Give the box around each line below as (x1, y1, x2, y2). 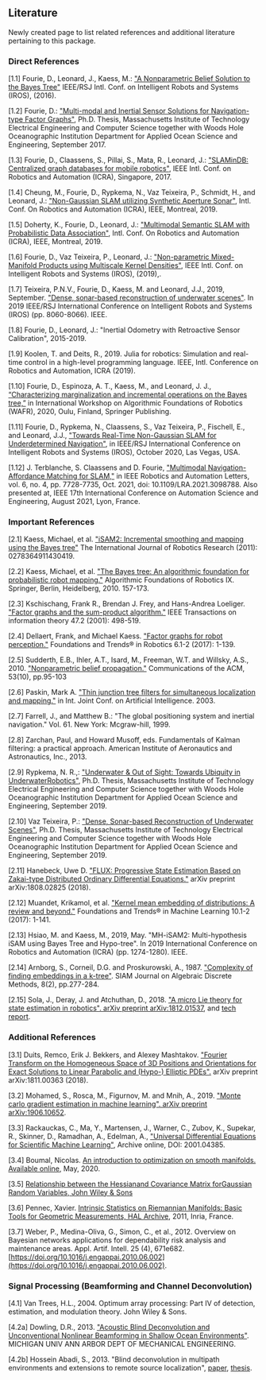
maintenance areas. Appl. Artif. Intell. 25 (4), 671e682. (8, 1243, 185, 1253)
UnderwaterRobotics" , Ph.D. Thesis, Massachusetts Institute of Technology (8, 776, 254, 785)
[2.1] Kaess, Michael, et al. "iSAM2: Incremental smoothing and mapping (8, 534, 245, 544)
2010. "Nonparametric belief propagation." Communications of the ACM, (8, 664, 245, 673)
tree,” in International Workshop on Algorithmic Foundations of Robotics (8, 398, 244, 408)
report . (8, 1012, 31, 1021)
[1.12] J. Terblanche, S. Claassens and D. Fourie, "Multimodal (8, 463, 206, 472)
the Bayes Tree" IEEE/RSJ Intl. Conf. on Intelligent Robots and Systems (8, 83, 239, 92)
